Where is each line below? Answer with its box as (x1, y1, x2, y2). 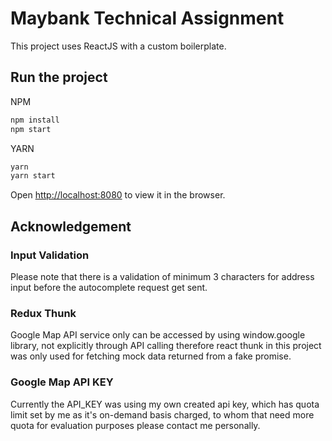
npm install (10, 115, 60, 125)
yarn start (10, 171, 56, 181)
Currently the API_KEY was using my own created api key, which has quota (10, 398, 320, 410)
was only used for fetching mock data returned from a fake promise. (10, 350, 292, 362)
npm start (10, 124, 52, 134)
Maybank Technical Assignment (10, 7, 285, 30)
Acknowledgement (10, 218, 132, 235)
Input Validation (10, 248, 90, 262)
